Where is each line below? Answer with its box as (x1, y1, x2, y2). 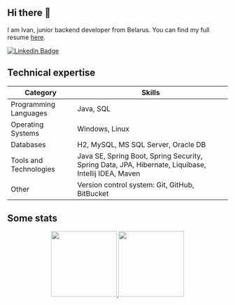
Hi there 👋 (7, 7, 51, 19)
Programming (10, 99, 56, 109)
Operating (10, 120, 44, 129)
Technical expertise (7, 67, 96, 79)
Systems (10, 128, 40, 138)
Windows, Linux (77, 124, 129, 134)
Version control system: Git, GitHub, (77, 180, 194, 190)
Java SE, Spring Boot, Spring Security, (77, 151, 203, 161)
